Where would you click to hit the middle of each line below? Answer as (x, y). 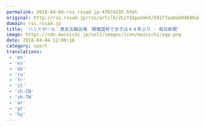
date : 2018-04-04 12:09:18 (41, 40)
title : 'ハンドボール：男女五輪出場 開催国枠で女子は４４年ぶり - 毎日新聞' (93, 29)
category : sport (27, 46)
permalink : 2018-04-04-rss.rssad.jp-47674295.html (72, 12)
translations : (24, 52)
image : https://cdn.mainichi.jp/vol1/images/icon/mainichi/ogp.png (94, 35)
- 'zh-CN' (21, 92)
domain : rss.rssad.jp (34, 23)
